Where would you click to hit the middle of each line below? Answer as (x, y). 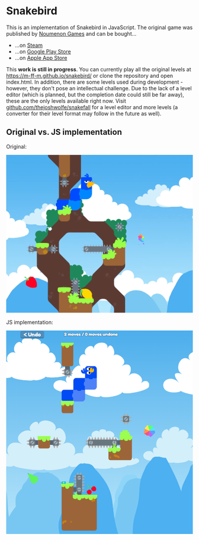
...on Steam (29, 45)
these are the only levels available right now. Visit (66, 101)
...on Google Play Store (43, 51)
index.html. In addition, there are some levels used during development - (95, 82)
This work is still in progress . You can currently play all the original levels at (99, 69)
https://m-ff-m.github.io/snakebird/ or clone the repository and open (90, 75)
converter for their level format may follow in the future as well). (84, 113)
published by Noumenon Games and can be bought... (71, 33)
